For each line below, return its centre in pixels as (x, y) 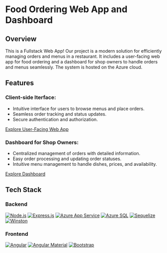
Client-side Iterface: (31, 97)
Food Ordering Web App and (66, 9)
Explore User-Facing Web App (37, 129)
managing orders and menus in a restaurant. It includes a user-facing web (83, 56)
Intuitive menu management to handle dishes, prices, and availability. (85, 164)
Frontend (17, 234)
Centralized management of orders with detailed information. (76, 153)
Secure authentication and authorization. (55, 119)
